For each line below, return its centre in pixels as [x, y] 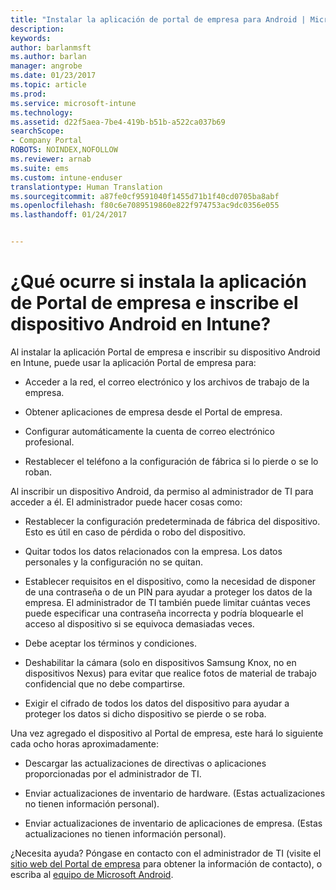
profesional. [49, 442]
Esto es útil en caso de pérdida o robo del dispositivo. [135, 532]
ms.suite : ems [40, 168]
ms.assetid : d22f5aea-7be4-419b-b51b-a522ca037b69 [118, 122]
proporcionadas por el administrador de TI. [113, 773]
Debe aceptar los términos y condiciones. [110, 643]
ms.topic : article [48, 85]
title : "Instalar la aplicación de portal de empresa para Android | [158, 19]
